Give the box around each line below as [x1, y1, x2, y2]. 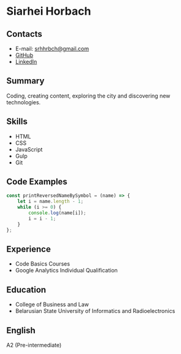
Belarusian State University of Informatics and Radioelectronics [15, 307, 175, 315]
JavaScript [15, 145, 43, 153]
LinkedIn [15, 58, 37, 65]
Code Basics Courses [15, 260, 71, 267]
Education [6, 284, 47, 295]
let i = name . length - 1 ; [17, 198, 84, 205]
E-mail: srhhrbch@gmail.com [15, 45, 90, 52]
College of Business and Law [15, 301, 89, 308]
